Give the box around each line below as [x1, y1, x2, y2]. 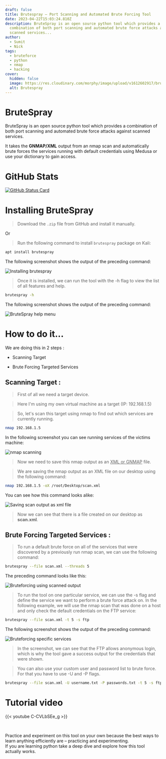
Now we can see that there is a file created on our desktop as [17, 511, 143, 517]
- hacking [9, 67, 30, 72]
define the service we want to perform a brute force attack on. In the [17, 597, 157, 603]
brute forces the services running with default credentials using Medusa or [5, 148, 158, 154]
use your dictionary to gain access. [5, 154, 77, 160]
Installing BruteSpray [5, 205, 94, 216]
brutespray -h [5, 293, 35, 298]
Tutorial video [5, 697, 63, 709]
